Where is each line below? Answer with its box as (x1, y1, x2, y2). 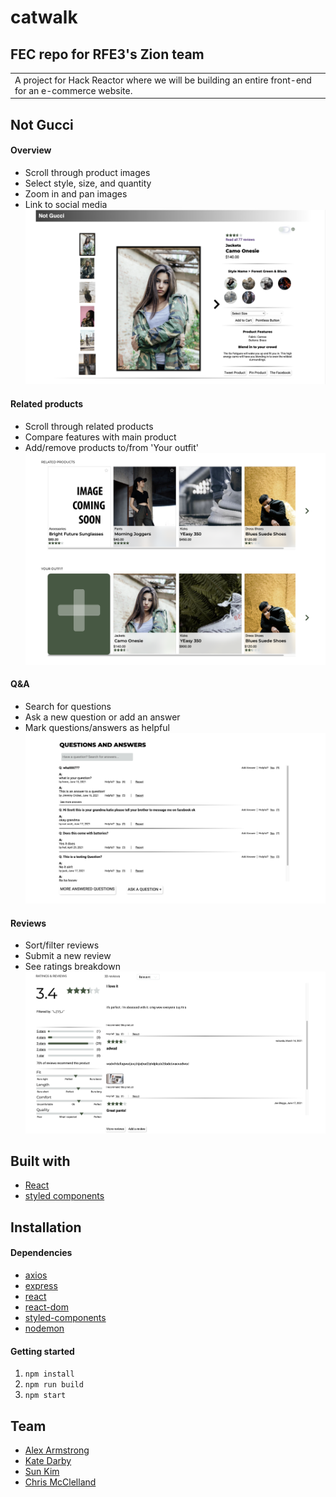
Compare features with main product (24, 431, 177, 443)
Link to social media (24, 198, 108, 210)
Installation (10, 1219, 82, 1236)
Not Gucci (10, 116, 74, 133)
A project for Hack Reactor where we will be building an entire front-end (14, 74, 312, 86)
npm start (24, 1391, 67, 1401)
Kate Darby (24, 1454, 72, 1466)
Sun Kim (24, 1465, 60, 1477)
